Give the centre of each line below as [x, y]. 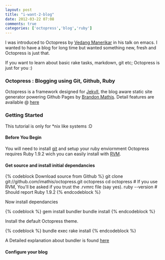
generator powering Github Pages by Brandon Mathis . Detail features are [80, 97]
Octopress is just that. [28, 53]
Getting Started [24, 115]
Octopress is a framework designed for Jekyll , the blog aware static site [79, 92]
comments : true [21, 24]
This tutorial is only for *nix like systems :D [49, 126]
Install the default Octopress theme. [42, 221]
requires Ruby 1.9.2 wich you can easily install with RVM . [63, 154]
